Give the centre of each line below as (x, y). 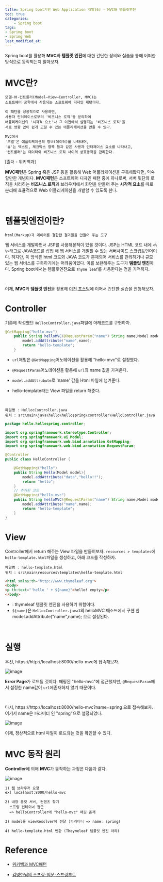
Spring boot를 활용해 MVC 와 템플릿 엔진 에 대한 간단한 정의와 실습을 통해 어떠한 (81, 55)
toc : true (15, 14)
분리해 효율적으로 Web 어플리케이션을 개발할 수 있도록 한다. (61, 190)
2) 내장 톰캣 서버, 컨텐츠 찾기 (32, 802)
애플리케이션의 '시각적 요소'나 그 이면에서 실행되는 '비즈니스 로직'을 (65, 122)
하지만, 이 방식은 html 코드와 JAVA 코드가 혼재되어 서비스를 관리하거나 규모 (82, 257)
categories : (17, 18)
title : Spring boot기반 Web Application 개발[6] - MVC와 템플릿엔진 (71, 9)
